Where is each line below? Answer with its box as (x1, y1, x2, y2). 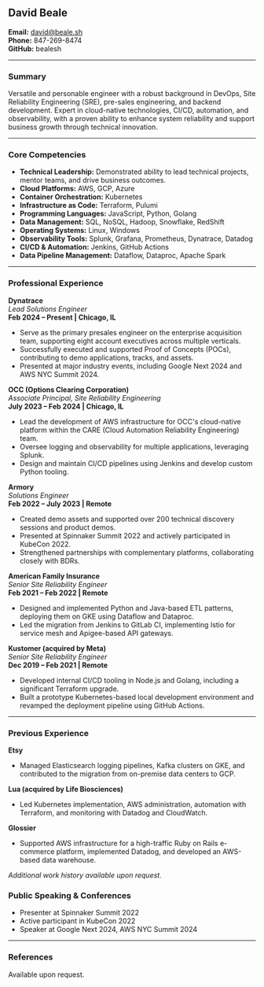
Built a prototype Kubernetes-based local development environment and (19, 692, 254, 701)
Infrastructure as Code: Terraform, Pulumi (19, 201, 159, 210)
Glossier (8, 823, 37, 833)
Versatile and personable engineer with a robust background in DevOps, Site (8, 89, 256, 98)
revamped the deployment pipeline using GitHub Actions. (19, 701, 205, 710)
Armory (8, 482, 34, 491)
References (8, 952, 53, 963)
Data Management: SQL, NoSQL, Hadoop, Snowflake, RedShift (19, 217, 225, 227)
